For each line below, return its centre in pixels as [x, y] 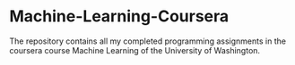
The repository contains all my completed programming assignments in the [148, 41]
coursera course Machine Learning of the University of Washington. [135, 50]
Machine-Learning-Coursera [119, 16]
